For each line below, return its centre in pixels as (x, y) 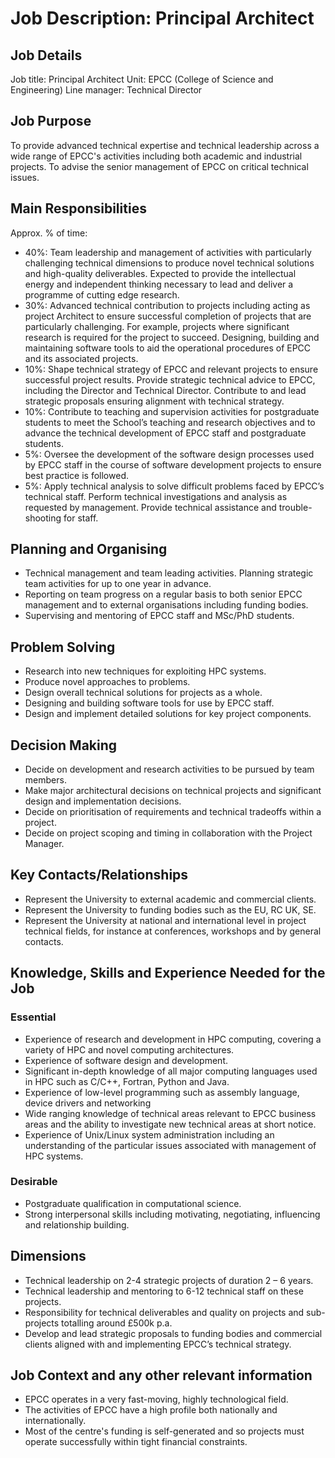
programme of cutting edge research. (102, 294)
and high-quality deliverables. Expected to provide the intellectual (160, 273)
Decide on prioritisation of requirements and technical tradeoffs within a (173, 812)
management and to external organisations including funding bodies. (166, 605)
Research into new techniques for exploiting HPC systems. (145, 671)
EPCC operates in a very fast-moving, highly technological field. (156, 1399)
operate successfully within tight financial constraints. (136, 1442)
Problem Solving (63, 647)
